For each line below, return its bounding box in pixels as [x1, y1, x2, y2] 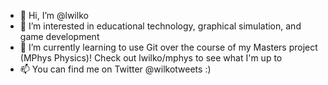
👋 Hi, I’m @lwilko [19, 10, 89, 21]
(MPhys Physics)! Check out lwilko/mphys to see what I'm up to [19, 52, 283, 64]
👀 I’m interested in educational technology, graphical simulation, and [19, 20, 302, 32]
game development [19, 31, 100, 42]
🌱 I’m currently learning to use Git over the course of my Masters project [19, 41, 318, 53]
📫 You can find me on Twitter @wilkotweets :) [19, 63, 212, 75]
